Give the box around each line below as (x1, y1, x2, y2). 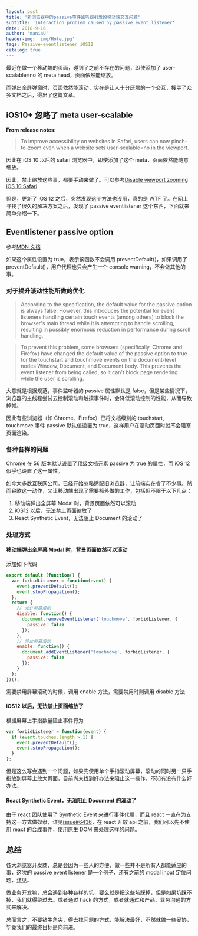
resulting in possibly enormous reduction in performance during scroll (20, 326, 190, 333)
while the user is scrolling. (20, 375, 84, 382)
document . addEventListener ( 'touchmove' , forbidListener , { (21, 649, 170, 655)
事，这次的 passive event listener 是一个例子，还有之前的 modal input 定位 (6, 869, 187, 876)
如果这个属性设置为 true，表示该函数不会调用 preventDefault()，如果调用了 (6, 256, 188, 263)
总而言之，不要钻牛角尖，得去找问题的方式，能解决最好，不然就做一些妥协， (6, 916, 192, 924)
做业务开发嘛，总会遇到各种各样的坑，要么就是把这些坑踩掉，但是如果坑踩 (6, 889, 187, 896)
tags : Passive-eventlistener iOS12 (6, 42, 94, 48)
